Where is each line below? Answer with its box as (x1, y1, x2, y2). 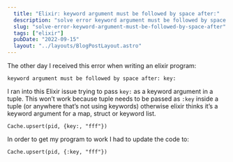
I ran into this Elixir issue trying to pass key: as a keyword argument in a (7, 88, 213, 95)
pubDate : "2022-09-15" (13, 36, 80, 43)
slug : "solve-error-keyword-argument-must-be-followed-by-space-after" (13, 23, 227, 30)
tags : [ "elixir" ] (13, 29, 64, 37)
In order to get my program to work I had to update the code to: (7, 135, 190, 143)
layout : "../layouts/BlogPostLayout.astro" (13, 42, 142, 49)
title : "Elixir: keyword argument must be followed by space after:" (13, 10, 220, 17)
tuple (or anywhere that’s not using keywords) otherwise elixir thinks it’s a (7, 102, 218, 110)
